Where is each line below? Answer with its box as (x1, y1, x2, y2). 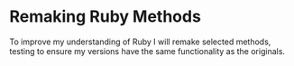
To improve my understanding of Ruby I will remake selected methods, (9, 36, 271, 47)
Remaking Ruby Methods (9, 6, 201, 27)
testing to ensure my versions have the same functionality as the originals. (9, 45, 286, 56)
